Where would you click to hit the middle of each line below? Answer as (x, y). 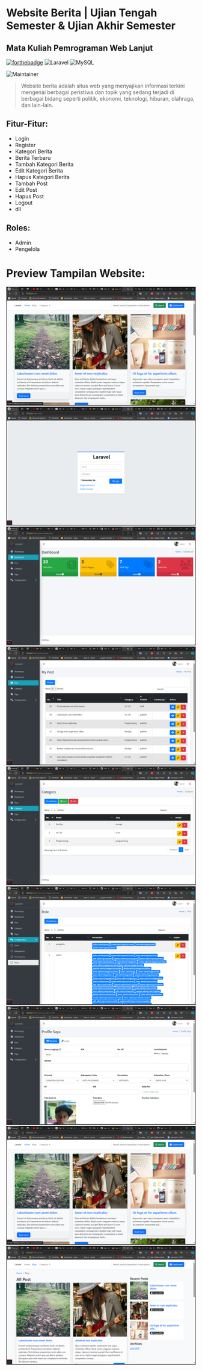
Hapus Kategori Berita (42, 177)
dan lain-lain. (37, 105)
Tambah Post (31, 183)
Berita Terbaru (33, 157)
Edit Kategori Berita (39, 170)
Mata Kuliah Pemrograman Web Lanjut (80, 48)
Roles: (18, 228)
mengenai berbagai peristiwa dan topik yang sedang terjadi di (97, 92)
